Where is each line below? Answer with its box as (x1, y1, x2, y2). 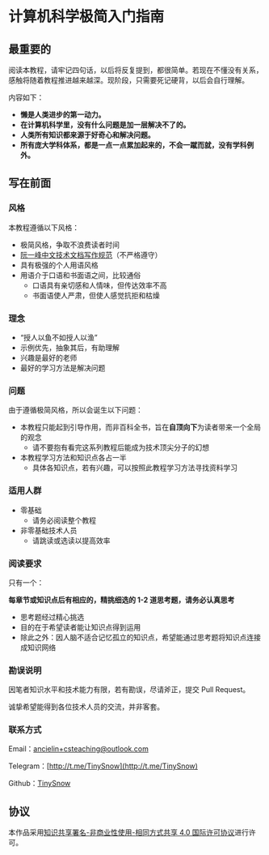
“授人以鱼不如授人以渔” (19, 332, 99, 342)
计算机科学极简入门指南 (8, 7, 165, 26)
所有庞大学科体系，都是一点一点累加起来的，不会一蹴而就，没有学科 (19, 140, 247, 150)
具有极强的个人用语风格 (19, 260, 99, 270)
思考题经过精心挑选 (19, 612, 85, 622)
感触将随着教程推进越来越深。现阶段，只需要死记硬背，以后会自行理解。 (8, 75, 249, 85)
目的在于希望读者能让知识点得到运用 (19, 622, 141, 632)
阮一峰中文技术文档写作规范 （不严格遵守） (19, 250, 162, 259)
